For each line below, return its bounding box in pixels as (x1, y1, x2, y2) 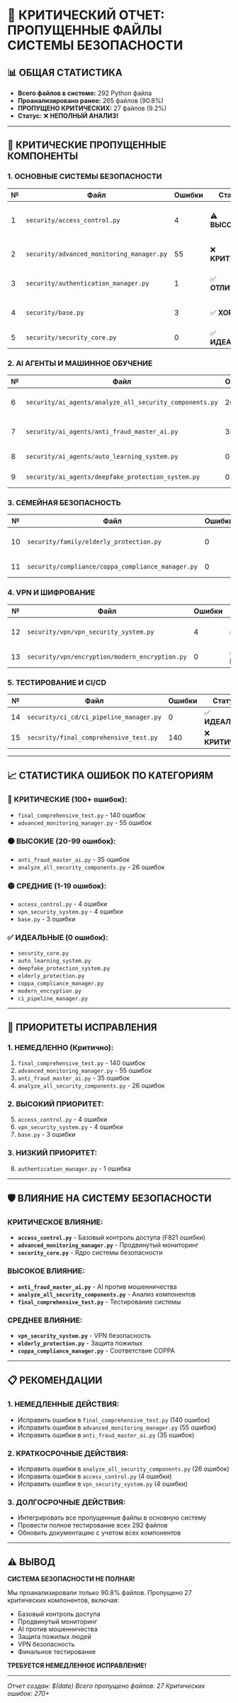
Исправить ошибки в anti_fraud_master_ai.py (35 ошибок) (17, 1430, 195, 1439)
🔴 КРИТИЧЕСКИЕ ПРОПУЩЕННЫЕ (7, 139, 166, 151)
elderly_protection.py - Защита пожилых (17, 1339, 143, 1348)
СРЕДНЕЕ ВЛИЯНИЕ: (7, 1315, 83, 1325)
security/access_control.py (25, 216, 120, 224)
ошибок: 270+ (7, 1690, 50, 1698)
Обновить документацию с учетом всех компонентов (17, 1528, 181, 1537)
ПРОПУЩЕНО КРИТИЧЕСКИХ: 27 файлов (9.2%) (17, 104, 167, 112)
